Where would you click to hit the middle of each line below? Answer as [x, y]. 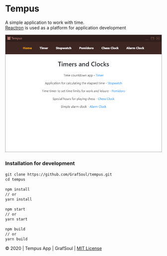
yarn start [16, 219]
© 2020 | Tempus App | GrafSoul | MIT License [53, 248]
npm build [15, 229]
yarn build [16, 239]
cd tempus [15, 179]
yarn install [19, 199]
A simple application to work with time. [45, 22]
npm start [15, 209]
